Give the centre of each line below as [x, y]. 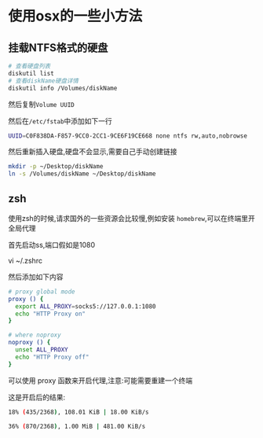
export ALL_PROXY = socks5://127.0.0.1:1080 [86, 306]
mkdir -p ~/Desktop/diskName [56, 167]
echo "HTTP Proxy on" [51, 314]
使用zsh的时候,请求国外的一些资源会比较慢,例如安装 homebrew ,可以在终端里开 [131, 218]
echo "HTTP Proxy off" [52, 357]
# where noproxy [35, 335]
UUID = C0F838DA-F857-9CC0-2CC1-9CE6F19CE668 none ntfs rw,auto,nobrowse [128, 136]
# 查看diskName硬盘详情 [43, 81]
